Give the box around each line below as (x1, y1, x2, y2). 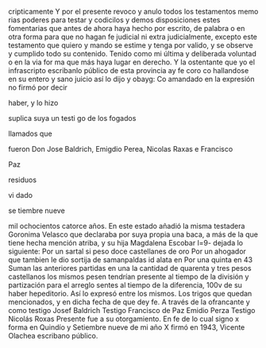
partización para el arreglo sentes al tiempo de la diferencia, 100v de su (8, 280, 242, 289)
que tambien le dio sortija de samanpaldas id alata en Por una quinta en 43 (8, 255, 253, 265)
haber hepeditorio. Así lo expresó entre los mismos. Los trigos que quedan (8, 289, 253, 298)
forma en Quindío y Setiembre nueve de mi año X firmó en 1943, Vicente (8, 323, 245, 332)
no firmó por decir (8, 83, 67, 92)
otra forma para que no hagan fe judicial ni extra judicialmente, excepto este (8, 32, 258, 41)
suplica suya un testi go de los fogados (8, 114, 137, 122)
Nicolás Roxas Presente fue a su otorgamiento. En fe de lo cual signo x (8, 314, 240, 323)
